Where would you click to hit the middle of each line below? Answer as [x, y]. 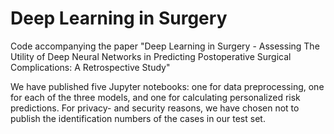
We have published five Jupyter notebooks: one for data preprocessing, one [167, 86]
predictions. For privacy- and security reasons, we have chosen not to [155, 108]
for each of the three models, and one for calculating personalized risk [155, 97]
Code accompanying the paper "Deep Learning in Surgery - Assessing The [165, 46]
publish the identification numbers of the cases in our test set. [138, 118]
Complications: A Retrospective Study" [90, 67]
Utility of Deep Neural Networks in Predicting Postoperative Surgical [151, 56]
